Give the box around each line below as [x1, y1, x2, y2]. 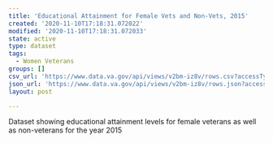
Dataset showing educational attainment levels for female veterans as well [8, 117, 257, 127]
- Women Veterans [15, 58, 75, 66]
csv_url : [8, 72, 38, 80]
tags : [8, 50, 27, 58]
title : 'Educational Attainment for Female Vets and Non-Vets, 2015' [8, 11, 249, 20]
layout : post [8, 87, 53, 96]
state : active [8, 34, 57, 43]
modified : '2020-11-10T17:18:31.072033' [8, 27, 148, 35]
